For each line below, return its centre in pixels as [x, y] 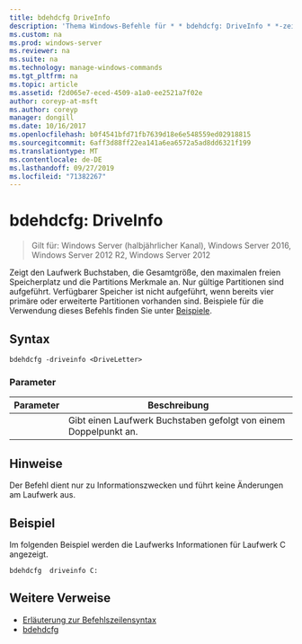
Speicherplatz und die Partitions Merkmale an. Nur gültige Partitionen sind [147, 282]
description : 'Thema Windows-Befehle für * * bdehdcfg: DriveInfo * [140, 26]
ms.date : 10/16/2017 [48, 127]
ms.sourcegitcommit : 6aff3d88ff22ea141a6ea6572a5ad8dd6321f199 [130, 143]
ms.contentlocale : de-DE [56, 159]
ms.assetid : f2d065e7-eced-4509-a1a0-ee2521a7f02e [106, 93]
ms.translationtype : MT [54, 151]
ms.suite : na [34, 59]
